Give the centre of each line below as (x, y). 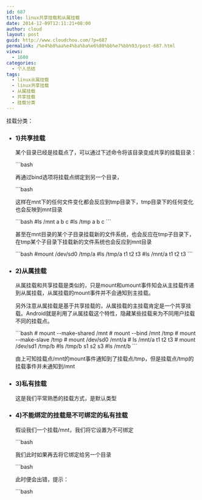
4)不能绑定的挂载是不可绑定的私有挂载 (71, 415)
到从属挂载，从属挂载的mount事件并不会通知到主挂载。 (84, 293)
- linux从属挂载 (31, 80)
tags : (13, 74)
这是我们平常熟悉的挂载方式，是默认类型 (66, 398)
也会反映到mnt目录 (39, 209)
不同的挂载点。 (34, 321)
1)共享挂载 (30, 138)
